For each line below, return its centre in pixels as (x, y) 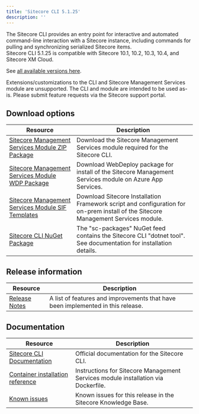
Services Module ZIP (38, 148)
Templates (24, 215)
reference (23, 381)
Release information (44, 271)
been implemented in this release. (96, 306)
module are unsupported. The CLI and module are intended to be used (92, 88)
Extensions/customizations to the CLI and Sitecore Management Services (96, 82)
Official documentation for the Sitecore (129, 354)
